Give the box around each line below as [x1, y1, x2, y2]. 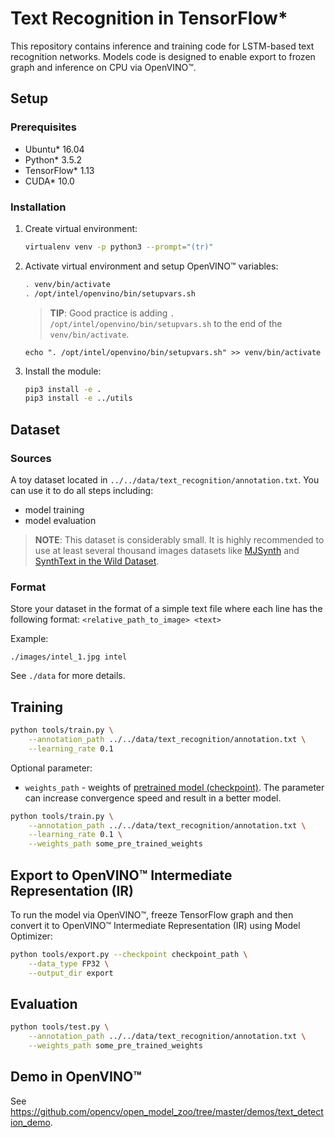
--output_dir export [28, 968, 114, 978]
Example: [10, 633, 49, 645]
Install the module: [24, 365, 102, 377]
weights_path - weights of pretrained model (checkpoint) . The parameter [24, 781, 325, 793]
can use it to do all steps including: [10, 484, 154, 496]
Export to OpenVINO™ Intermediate [10, 867, 233, 884]
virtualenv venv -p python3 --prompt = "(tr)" [24, 242, 214, 252]
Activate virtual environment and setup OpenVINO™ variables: [24, 260, 279, 272]
